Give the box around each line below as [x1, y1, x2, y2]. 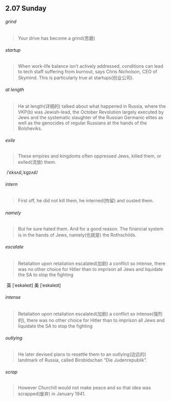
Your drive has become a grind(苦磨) [17, 35, 96, 41]
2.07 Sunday [5, 4, 47, 13]
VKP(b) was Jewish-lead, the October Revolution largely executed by [17, 109, 164, 115]
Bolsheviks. [17, 125, 42, 131]
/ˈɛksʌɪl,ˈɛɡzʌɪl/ [6, 169, 38, 176]
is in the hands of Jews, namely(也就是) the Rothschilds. [17, 232, 137, 238]
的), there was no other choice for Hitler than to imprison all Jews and [17, 317, 165, 323]
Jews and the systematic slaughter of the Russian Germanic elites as [17, 114, 163, 120]
